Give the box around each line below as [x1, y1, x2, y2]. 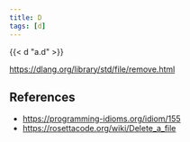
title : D [9, 13, 42, 22]
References [9, 89, 76, 104]
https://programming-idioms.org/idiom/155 [22, 113, 182, 124]
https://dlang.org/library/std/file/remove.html [9, 64, 176, 75]
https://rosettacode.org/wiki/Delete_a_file [22, 123, 176, 134]
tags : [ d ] [9, 22, 47, 31]
